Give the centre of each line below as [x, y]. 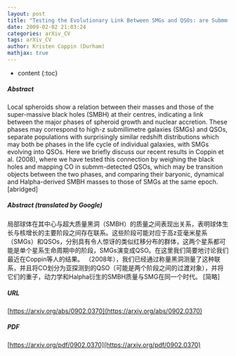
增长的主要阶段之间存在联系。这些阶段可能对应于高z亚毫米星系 [117, 232]
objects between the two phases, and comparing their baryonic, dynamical [116, 174]
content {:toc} [38, 73]
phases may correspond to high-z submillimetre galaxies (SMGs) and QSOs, [118, 129]
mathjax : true [28, 53]
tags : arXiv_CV [29, 40]
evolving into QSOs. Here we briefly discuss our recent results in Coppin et [116, 151]
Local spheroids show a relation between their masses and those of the [111, 107]
